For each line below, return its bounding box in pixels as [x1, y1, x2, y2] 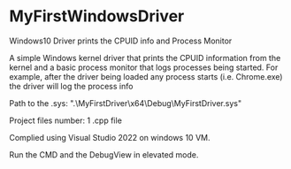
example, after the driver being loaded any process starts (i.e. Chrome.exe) [9, 71, 283, 81]
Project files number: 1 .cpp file [9, 115, 122, 126]
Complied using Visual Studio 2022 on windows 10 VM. [9, 132, 211, 142]
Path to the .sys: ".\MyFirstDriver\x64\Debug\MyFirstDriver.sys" [9, 97, 241, 108]
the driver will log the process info [9, 81, 134, 91]
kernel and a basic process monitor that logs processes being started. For [9, 62, 279, 73]
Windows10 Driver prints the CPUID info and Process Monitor [9, 35, 233, 46]
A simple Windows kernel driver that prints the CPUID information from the [9, 52, 281, 63]
